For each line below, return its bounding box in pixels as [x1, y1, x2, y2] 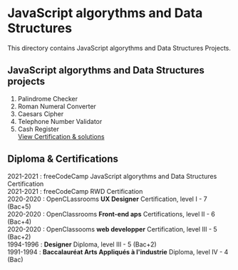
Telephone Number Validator [17, 117, 103, 125]
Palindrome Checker [17, 94, 78, 103]
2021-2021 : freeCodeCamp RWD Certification [7, 187, 143, 195]
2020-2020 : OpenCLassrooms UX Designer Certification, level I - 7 [7, 194, 208, 203]
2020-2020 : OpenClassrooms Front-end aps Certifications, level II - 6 [7, 209, 216, 218]
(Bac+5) [7, 202, 31, 211]
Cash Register [17, 125, 59, 133]
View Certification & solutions [17, 132, 105, 140]
